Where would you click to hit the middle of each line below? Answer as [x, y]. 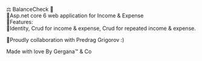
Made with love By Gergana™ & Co [49, 51]
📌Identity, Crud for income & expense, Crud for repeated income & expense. [101, 28]
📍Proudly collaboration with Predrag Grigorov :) [65, 40]
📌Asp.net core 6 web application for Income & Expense [75, 16]
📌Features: [20, 22]
